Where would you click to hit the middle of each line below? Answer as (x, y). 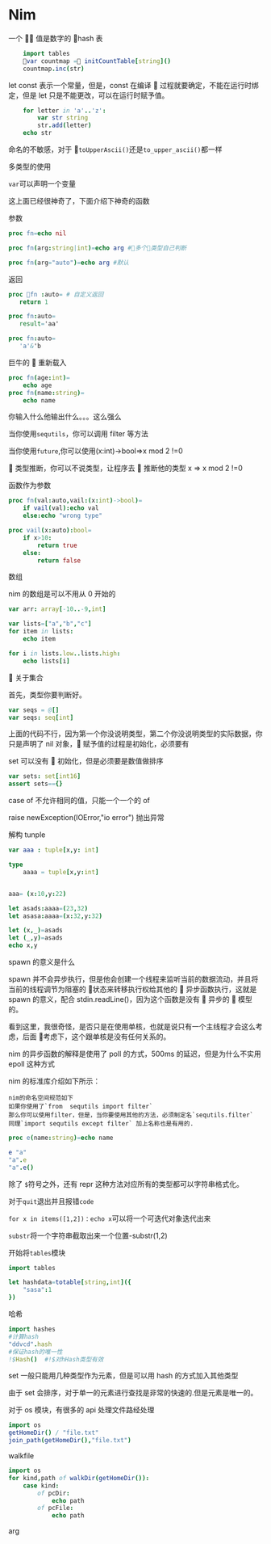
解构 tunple (27, 835)
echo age (38, 385)
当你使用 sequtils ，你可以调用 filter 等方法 (79, 434)
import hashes (32, 1329)
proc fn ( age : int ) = (39, 377)
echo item (40, 639)
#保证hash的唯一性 (35, 1352)
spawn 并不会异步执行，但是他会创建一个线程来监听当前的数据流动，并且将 (133, 979)
